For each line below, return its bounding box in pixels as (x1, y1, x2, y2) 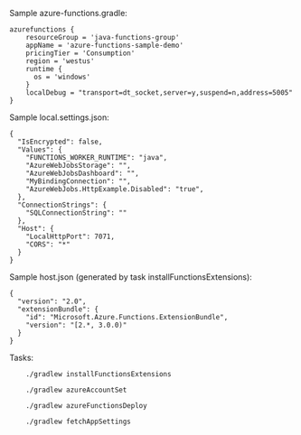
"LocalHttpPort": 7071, (25, 232, 116, 241)
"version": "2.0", (17, 297, 88, 306)
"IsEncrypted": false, (17, 137, 103, 146)
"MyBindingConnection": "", (25, 177, 131, 186)
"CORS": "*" (25, 240, 71, 249)
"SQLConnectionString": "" (25, 208, 127, 217)
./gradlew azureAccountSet (25, 385, 127, 394)
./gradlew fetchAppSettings (25, 417, 131, 426)
